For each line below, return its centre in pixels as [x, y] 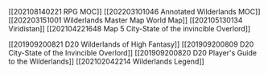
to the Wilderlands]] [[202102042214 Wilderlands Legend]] [107, 61]
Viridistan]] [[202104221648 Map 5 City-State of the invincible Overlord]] [130, 29]
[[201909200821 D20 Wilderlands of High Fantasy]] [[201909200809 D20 [131, 44]
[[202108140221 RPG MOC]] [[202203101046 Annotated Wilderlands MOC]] [134, 12]
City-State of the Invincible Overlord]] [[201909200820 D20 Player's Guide [133, 53]
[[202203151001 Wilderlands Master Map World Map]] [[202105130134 [126, 20]
